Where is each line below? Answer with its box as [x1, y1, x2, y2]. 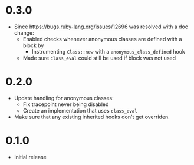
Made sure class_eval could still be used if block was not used [22, 54, 176, 61]
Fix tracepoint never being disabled [22, 101, 109, 108]
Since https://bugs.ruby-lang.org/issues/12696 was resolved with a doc [14, 23, 188, 30]
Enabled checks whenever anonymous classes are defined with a [22, 35, 182, 42]
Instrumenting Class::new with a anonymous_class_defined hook [31, 48, 185, 55]
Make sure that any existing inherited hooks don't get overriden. [14, 113, 170, 120]
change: [14, 29, 34, 36]
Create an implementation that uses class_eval [22, 107, 138, 114]
